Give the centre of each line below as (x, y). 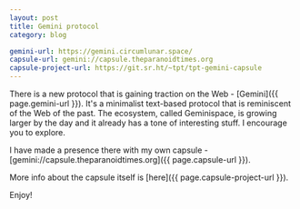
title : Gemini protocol (55, 26)
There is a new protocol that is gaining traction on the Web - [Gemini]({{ (144, 94)
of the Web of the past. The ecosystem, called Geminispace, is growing (143, 113)
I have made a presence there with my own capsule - (109, 150)
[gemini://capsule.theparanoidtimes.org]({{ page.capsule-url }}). (130, 159)
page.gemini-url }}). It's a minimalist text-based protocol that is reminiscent (150, 104)
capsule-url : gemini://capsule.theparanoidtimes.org (111, 60)
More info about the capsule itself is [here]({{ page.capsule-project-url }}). (149, 177)
